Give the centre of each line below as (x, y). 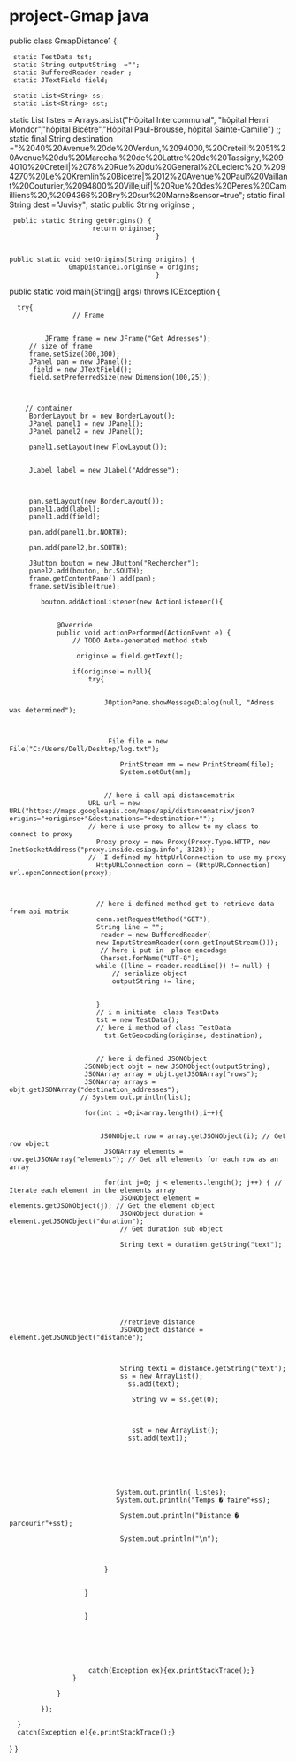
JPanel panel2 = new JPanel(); (86, 431)
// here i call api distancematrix (170, 795)
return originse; (124, 228)
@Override (74, 625)
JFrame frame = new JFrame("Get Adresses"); (128, 338)
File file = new (137, 741)
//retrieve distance (158, 1322)
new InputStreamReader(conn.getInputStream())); (187, 943)
